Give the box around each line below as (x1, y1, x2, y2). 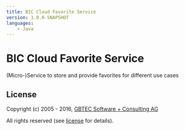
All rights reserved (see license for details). (6, 117, 114, 124)
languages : (6, 20, 34, 26)
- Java (17, 25, 34, 32)
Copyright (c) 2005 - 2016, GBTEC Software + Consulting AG (6, 105, 159, 112)
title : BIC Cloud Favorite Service (6, 8, 96, 15)
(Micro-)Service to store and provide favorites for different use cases (6, 72, 179, 79)
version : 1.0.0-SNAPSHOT (6, 15, 69, 21)
